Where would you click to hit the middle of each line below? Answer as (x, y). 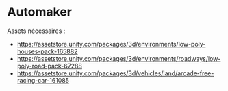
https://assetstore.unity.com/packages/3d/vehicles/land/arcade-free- (115, 73)
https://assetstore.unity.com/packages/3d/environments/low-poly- (111, 44)
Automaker (39, 12)
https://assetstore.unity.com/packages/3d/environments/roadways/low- (119, 58)
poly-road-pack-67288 (49, 66)
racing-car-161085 (43, 80)
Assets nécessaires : (36, 31)
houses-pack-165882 (47, 51)
